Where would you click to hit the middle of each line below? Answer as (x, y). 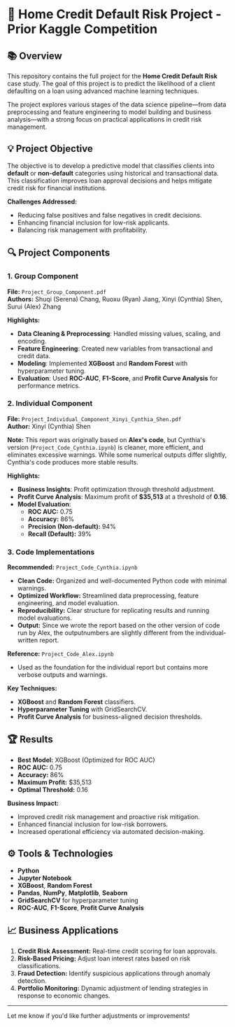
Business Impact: (33, 803)
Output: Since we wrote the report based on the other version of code (119, 625)
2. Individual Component (50, 404)
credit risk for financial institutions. (57, 187)
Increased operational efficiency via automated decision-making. (111, 831)
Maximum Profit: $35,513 (55, 782)
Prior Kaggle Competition (83, 29)
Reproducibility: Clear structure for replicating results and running (113, 611)
